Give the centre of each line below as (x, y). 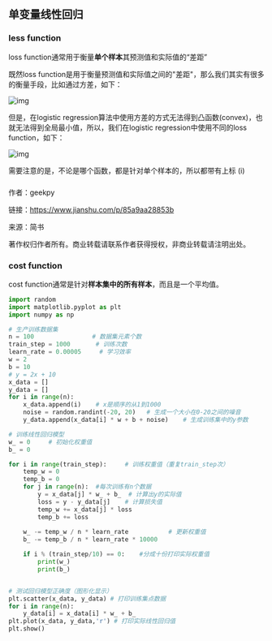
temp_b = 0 (41, 480)
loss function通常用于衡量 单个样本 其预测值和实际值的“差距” (108, 57)
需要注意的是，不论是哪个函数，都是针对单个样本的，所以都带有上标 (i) (127, 170)
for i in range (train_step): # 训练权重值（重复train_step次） (119, 464)
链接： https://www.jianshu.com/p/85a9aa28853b (91, 209)
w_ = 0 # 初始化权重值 (50, 442)
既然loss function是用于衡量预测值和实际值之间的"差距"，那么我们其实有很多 (136, 74)
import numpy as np (41, 315)
